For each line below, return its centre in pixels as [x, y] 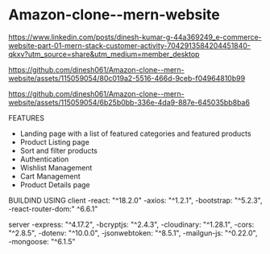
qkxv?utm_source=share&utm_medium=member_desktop [104, 54]
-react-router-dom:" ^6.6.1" [53, 209]
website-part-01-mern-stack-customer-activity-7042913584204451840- [130, 45]
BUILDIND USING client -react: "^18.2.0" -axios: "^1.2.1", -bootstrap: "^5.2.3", [135, 200]
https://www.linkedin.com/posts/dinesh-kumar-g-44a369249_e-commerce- [135, 37]
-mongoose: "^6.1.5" [42, 241]
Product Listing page [55, 141]
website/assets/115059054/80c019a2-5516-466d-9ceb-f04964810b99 [127, 78]
